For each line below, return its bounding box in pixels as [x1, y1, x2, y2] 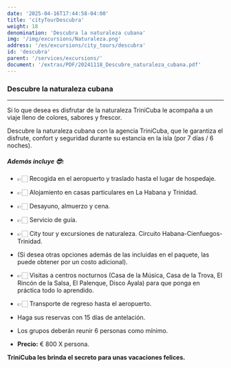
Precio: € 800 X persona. [16, 340, 89, 348]
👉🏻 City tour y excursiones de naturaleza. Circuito [16, 229, 161, 237]
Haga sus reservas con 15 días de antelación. [16, 313, 146, 321]
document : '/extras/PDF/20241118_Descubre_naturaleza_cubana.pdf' [7, 61, 201, 68]
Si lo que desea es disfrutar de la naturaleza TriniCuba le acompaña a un [7, 106, 213, 114]
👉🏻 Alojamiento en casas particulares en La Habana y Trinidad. [16, 188, 198, 196]
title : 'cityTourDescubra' [7, 17, 85, 23]
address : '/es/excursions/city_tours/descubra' [7, 42, 146, 49]
